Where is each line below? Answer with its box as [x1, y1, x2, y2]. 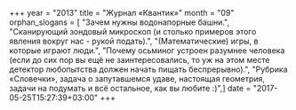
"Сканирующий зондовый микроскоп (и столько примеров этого [9, 27, 257, 36]
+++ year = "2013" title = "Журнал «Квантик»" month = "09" [9, 8, 235, 18]
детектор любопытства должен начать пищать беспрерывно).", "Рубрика [9, 64, 288, 75]
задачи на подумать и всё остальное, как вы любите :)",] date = [9, 83, 252, 93]
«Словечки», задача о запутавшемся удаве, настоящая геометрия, [9, 74, 265, 83]
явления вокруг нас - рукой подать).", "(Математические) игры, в [9, 35, 259, 46]
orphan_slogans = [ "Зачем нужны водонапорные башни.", [9, 17, 229, 27]
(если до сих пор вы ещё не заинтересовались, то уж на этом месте [9, 55, 270, 65]
